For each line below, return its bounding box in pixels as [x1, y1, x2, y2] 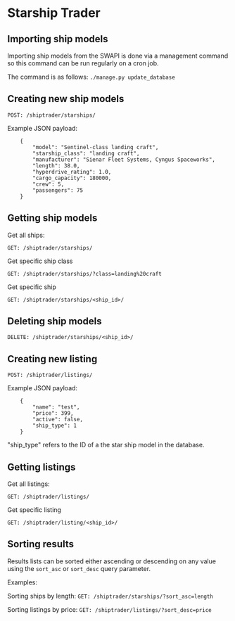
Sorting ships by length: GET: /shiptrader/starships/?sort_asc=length [7, 591, 213, 600]
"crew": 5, [32, 181, 65, 188]
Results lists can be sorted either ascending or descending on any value [7, 557, 217, 565]
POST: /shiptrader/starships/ [7, 111, 96, 119]
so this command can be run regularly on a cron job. [7, 59, 159, 68]
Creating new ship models [7, 93, 125, 105]
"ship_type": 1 [32, 422, 77, 430]
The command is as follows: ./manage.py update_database [7, 72, 176, 81]
